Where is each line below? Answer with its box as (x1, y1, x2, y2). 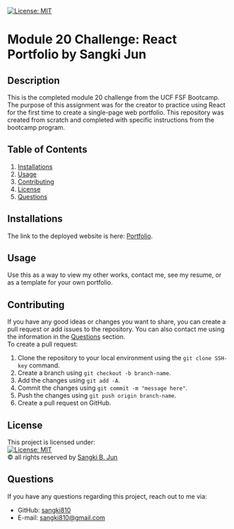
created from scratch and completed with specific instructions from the (7, 116, 215, 124)
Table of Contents (7, 143, 88, 155)
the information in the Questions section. (7, 333, 125, 341)
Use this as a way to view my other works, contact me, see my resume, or (7, 271, 222, 279)
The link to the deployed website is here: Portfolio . (7, 232, 153, 240)
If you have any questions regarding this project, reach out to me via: (7, 492, 207, 501)
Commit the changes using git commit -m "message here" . (17, 384, 188, 392)
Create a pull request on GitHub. (17, 399, 111, 408)
